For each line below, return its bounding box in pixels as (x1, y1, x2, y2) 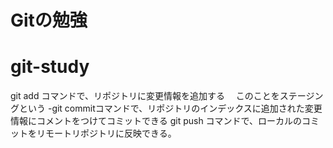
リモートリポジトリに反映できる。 (36, 127, 177, 140)
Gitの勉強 (10, 9, 88, 32)
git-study (10, 56, 90, 78)
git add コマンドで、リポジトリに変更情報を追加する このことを (10, 90, 280, 102)
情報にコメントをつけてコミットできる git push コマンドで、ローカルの (10, 115, 303, 127)
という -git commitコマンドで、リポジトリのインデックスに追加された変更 (18, 102, 323, 115)
